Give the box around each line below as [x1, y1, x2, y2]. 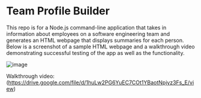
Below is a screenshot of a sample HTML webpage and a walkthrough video [6, 43, 195, 50]
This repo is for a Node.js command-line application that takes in [6, 24, 167, 31]
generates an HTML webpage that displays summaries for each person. [6, 36, 185, 44]
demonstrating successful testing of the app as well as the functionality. [6, 49, 185, 56]
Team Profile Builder [6, 4, 110, 18]
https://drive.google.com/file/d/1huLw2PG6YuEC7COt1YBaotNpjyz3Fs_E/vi [8, 79, 194, 86]
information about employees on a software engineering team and [6, 30, 170, 37]
